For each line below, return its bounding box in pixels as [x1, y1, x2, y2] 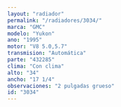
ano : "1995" [7, 37, 42, 44]
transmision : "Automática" [7, 50, 87, 57]
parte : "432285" [7, 56, 55, 63]
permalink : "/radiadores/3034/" [7, 17, 102, 24]
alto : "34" [7, 69, 39, 76]
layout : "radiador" [7, 10, 65, 18]
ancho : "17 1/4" [7, 75, 55, 83]
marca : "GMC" [7, 23, 46, 30]
